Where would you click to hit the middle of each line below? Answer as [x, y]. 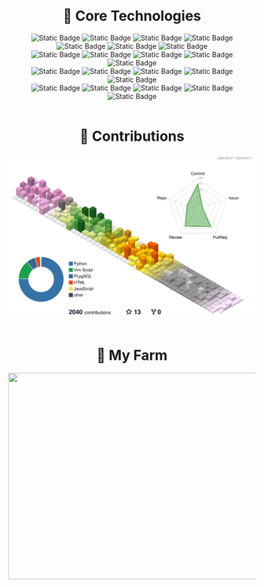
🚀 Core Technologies [132, 16]
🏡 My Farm [132, 356]
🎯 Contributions [132, 136]
